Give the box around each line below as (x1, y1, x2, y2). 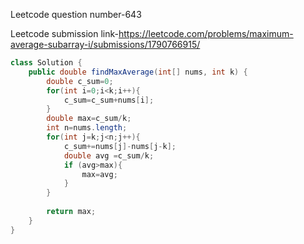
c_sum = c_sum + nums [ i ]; (63, 95, 155, 105)
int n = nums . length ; (46, 123, 128, 133)
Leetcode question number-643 (10, 9, 142, 20)
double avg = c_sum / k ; (63, 150, 155, 161)
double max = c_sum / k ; (46, 114, 132, 124)
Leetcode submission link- (10, 28, 119, 39)
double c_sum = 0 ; (46, 76, 114, 86)
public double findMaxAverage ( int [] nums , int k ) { (28, 67, 248, 77)
